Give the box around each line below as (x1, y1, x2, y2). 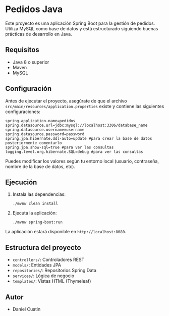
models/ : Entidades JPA (12, 262, 62, 268)
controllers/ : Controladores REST (12, 256, 85, 263)
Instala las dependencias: (12, 191, 66, 197)
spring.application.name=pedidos (5, 118, 76, 123)
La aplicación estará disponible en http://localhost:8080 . (5, 229, 126, 235)
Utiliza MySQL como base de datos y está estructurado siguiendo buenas (5, 25, 158, 31)
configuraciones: (5, 109, 40, 115)
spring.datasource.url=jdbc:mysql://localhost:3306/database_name (5, 123, 148, 128)
